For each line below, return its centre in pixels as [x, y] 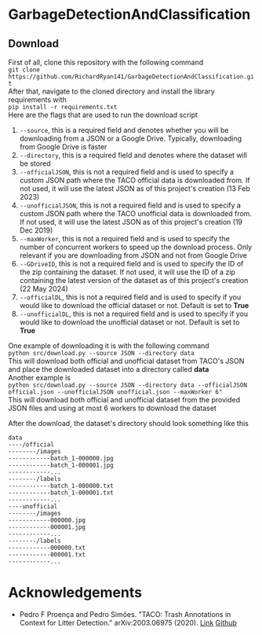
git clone [24, 70]
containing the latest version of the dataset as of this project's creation [134, 280]
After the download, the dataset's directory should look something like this [128, 423]
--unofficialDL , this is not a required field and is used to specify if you [134, 314]
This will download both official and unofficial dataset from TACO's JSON [126, 361]
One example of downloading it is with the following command [109, 346]
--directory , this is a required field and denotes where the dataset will [133, 155]
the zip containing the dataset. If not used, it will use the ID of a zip [127, 272]
